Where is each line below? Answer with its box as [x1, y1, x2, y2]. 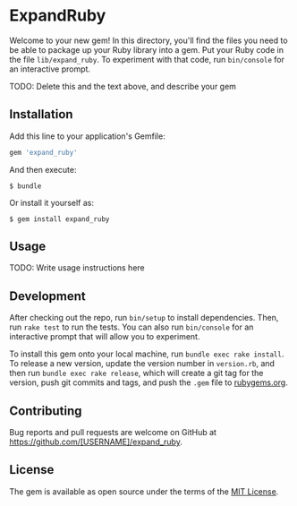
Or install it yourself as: [9, 197, 94, 208]
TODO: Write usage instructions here [9, 262, 145, 273]
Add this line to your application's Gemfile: [9, 131, 165, 142]
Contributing [9, 403, 82, 418]
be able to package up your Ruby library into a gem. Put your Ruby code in [9, 44, 284, 55]
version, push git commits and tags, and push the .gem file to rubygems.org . [9, 377, 289, 388]
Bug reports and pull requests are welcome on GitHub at [9, 427, 217, 438]
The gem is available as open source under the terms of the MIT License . [9, 485, 279, 497]
